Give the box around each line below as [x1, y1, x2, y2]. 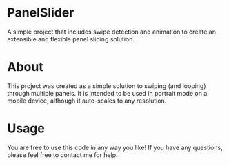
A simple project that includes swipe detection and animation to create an [7, 28, 216, 36]
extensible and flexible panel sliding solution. [7, 34, 135, 43]
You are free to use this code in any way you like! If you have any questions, [7, 143, 223, 152]
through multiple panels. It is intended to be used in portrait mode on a [7, 89, 208, 97]
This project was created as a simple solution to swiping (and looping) [7, 81, 206, 90]
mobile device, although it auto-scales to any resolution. [7, 96, 167, 105]
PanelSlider [7, 5, 74, 21]
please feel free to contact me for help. [7, 150, 119, 159]
